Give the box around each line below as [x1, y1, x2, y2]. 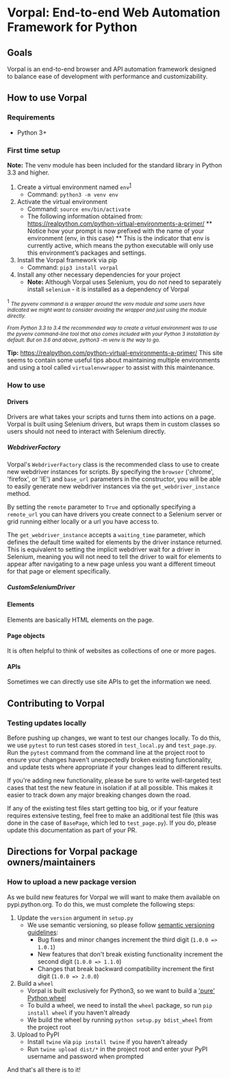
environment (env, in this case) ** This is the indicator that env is [27, 234, 210, 242]
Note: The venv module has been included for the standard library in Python [7, 161, 222, 169]
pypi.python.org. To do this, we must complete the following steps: [7, 900, 195, 908]
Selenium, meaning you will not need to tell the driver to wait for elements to [7, 553, 222, 561]
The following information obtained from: [27, 212, 143, 220]
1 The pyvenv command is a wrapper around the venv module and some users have [7, 298, 205, 308]
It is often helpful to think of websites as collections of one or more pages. [7, 647, 217, 655]
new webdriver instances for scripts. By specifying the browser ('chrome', [7, 468, 214, 476]
